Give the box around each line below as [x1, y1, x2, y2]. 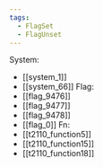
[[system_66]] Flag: [21, 82, 94, 92]
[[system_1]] [21, 72, 67, 83]
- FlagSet [17, 22, 54, 31]
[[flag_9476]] [21, 91, 72, 101]
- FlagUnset [17, 30, 63, 39]
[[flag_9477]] [21, 101, 71, 111]
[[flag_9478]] [21, 110, 72, 121]
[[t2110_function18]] [21, 148, 95, 159]
